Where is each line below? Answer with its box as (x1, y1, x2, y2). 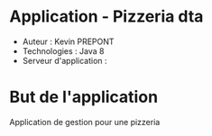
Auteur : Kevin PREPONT (22, 36, 115, 47)
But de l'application (9, 87, 159, 107)
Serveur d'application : (22, 55, 107, 66)
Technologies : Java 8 (22, 45, 105, 56)
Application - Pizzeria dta (9, 6, 204, 27)
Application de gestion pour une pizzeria (9, 116, 161, 127)
